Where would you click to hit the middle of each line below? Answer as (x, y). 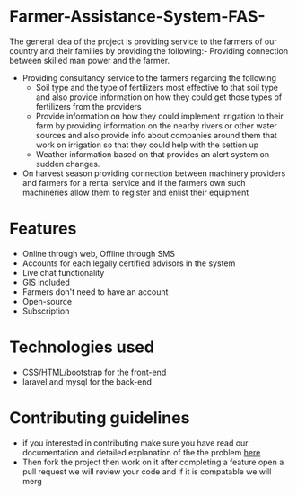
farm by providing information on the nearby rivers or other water (157, 125)
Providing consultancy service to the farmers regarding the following (149, 77)
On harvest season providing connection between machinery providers (154, 173)
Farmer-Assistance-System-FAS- (138, 17)
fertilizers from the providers (88, 106)
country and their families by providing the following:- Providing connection (149, 50)
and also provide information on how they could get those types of (159, 97)
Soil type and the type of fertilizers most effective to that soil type (157, 87)
